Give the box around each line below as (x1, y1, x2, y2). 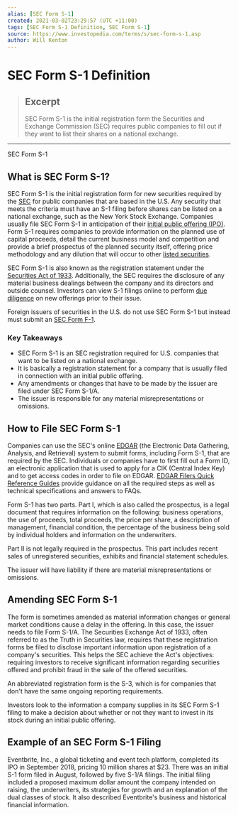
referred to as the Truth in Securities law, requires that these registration (7, 635, 218, 644)
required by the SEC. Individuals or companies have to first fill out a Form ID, (7, 456, 230, 465)
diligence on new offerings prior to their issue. (7, 293, 142, 302)
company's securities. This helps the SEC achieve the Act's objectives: (7, 650, 215, 659)
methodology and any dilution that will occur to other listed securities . (7, 249, 211, 258)
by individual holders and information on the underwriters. (7, 531, 177, 539)
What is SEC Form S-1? (7, 171, 110, 183)
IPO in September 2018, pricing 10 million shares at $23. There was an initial (7, 762, 229, 771)
